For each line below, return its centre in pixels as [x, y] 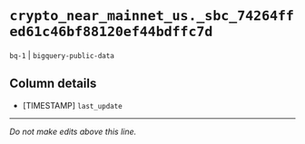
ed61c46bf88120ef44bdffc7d [111, 32]
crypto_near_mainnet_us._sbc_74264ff [152, 16]
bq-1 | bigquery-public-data [62, 55]
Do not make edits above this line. [73, 131]
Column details [53, 84]
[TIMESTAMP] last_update [72, 105]
